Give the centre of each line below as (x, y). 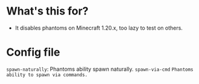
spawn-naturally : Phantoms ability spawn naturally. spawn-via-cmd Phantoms (100, 69)
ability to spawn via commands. (47, 75)
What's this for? (47, 11)
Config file (33, 52)
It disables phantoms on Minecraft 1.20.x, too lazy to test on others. (99, 28)
